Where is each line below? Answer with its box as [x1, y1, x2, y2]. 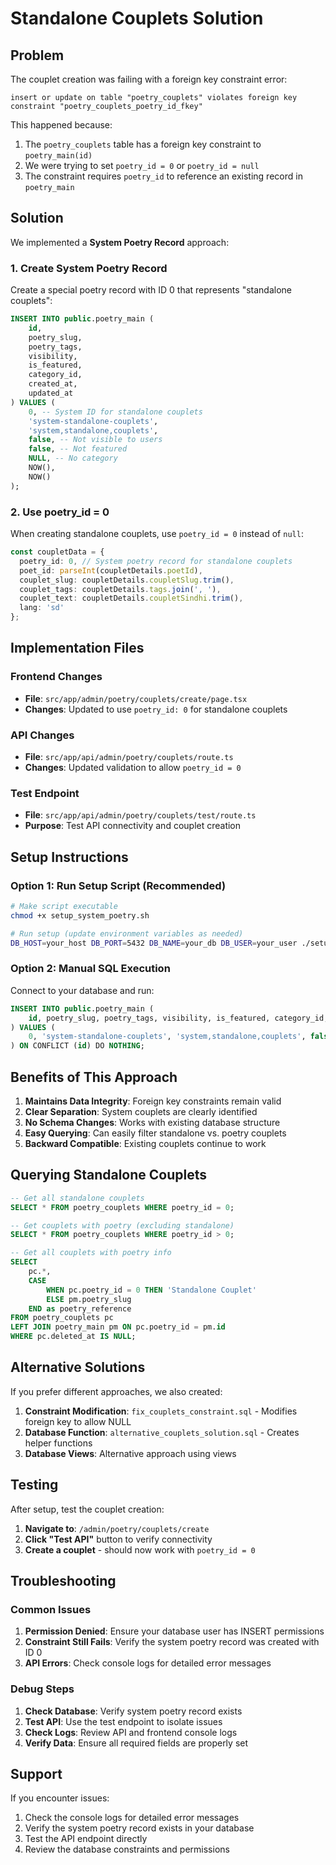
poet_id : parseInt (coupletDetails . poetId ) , [19, 565, 203, 576]
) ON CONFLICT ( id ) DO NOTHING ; [10, 1041, 145, 1051]
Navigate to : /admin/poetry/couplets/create [24, 1522, 210, 1534]
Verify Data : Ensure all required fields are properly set [24, 1737, 249, 1749]
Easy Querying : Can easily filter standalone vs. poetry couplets [24, 1127, 287, 1139]
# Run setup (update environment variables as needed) [10, 928, 244, 939]
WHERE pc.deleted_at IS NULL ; [10, 1332, 137, 1342]
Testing [10, 1477, 59, 1494]
